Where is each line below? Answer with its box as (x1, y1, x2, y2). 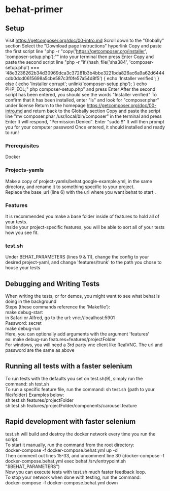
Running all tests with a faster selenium (5, 362, 132, 371)
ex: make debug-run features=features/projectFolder (5, 337, 116, 342)
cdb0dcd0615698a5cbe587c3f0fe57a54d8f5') (5, 75, 103, 81)
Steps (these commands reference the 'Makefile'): (5, 304, 111, 309)
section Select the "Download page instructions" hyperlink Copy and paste (5, 43, 162, 49)
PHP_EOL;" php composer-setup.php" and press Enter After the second (5, 86, 156, 92)
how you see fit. (5, 229, 39, 236)
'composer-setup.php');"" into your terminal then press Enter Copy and (5, 54, 154, 60)
